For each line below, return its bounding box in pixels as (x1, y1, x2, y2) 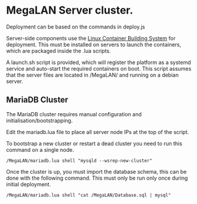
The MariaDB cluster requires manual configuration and (6, 110, 142, 117)
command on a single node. (6, 146, 74, 153)
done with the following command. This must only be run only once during (6, 174, 188, 181)
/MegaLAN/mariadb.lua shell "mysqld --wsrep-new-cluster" (6, 158, 152, 164)
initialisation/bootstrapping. (6, 117, 73, 124)
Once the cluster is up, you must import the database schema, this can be (6, 168, 187, 175)
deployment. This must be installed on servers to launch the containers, (6, 41, 182, 48)
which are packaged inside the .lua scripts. (6, 47, 111, 54)
